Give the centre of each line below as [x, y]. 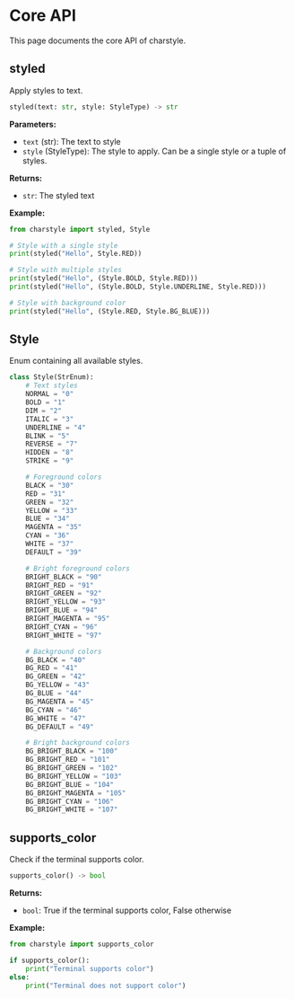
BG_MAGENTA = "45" [60, 702]
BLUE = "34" [48, 519]
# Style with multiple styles [66, 270]
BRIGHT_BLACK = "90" [64, 577]
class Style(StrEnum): [52, 377]
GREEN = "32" [50, 502]
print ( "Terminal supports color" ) [90, 968]
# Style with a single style [64, 245]
